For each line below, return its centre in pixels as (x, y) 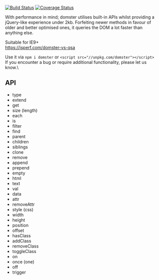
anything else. (19, 33)
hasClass (21, 235)
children (20, 141)
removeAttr (23, 204)
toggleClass (24, 251)
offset (18, 230)
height (19, 220)
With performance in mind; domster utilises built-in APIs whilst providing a (80, 17)
